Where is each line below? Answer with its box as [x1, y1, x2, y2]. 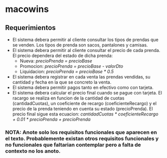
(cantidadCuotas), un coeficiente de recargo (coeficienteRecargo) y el [12, 100, 157, 106]
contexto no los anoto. [5, 147, 61, 154]
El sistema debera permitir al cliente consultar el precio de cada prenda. [12, 47, 161, 53]
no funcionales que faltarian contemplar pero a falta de [5, 141, 141, 148]
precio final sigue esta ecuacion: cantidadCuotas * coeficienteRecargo [12, 111, 159, 117]
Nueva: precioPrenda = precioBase [19, 58, 92, 63]
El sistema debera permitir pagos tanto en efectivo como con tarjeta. [12, 84, 154, 90]
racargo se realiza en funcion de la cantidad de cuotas [12, 95, 125, 101]
